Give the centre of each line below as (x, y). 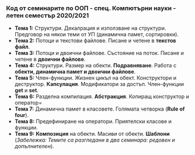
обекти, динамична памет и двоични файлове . (75, 72)
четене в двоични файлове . (50, 59)
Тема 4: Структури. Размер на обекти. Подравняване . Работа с (95, 66)
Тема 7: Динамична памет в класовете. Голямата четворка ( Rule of (100, 109)
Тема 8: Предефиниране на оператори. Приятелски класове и (93, 122)
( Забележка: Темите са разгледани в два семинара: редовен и (95, 140)
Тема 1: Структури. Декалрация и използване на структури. (90, 28)
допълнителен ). (34, 146)
